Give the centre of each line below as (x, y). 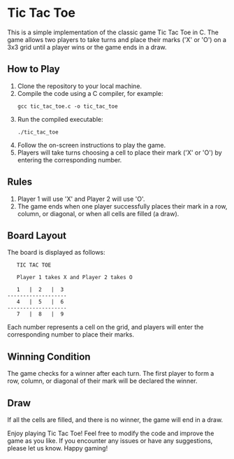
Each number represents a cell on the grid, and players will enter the (105, 327)
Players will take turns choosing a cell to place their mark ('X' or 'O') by (119, 153)
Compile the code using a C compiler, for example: (90, 93)
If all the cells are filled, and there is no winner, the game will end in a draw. (115, 420)
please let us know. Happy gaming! (58, 448)
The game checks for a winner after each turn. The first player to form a (111, 374)
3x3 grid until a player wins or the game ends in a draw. (87, 47)
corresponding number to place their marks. (71, 334)
